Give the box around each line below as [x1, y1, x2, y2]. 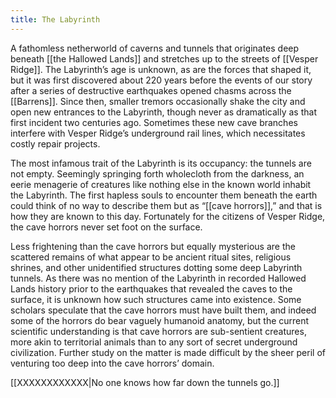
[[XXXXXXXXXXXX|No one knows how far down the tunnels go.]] [10, 376, 280, 388]
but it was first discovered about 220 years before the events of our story [10, 74, 313, 86]
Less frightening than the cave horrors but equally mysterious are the [10, 240, 296, 252]
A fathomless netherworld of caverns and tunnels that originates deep [10, 42, 300, 54]
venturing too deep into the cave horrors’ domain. [10, 357, 215, 369]
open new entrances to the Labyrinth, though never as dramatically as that [10, 106, 317, 118]
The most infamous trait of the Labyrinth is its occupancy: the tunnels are [10, 157, 312, 169]
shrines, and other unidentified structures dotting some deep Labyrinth [10, 261, 303, 273]
